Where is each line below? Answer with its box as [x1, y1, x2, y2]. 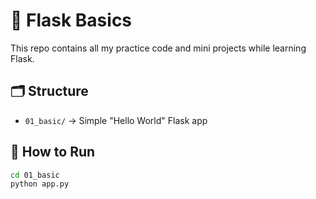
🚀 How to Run [10, 144, 96, 161]
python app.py [10, 179, 70, 189]
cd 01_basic [10, 170, 60, 180]
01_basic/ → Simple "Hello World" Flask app [24, 114, 208, 126]
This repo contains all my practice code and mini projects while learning [10, 42, 307, 54]
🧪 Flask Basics [10, 9, 133, 32]
